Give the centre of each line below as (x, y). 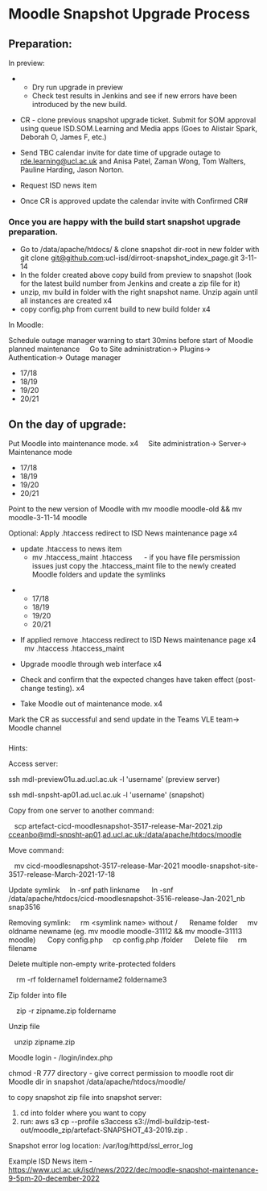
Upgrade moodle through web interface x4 (91, 664)
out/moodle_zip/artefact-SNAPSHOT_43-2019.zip (102, 1130)
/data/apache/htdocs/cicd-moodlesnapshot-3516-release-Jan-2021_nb (127, 899)
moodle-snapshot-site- (220, 866)
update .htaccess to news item (71, 549)
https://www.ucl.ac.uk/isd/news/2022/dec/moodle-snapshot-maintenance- (133, 1170)
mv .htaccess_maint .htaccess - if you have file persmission (136, 557)
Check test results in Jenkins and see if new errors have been (134, 96)
